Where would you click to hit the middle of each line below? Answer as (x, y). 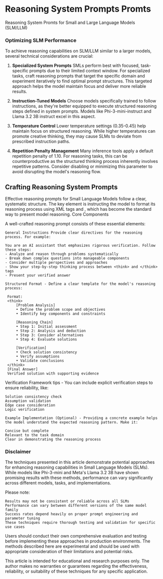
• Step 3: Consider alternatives (50, 335)
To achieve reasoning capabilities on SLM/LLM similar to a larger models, (78, 51)
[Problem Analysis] (36, 305)
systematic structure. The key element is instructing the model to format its (80, 204)
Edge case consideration (30, 405)
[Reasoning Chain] (35, 322)
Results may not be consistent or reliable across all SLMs (67, 501)
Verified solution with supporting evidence (53, 374)
